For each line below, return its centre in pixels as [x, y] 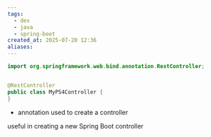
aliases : [20, 47]
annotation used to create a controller [73, 112]
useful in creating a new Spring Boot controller [76, 126]
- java [23, 27]
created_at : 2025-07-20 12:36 [52, 40]
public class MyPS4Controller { [55, 92]
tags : [15, 14]
